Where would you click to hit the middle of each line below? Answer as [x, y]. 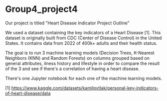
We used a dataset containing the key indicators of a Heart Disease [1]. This [83, 32]
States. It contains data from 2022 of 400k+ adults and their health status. [82, 43]
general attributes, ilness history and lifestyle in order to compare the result [83, 63]
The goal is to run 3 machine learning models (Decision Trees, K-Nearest [80, 53]
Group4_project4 [42, 9]
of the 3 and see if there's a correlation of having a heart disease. [72, 69]
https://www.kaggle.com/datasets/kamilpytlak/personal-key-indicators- [85, 88]
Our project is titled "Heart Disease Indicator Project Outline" [67, 23]
